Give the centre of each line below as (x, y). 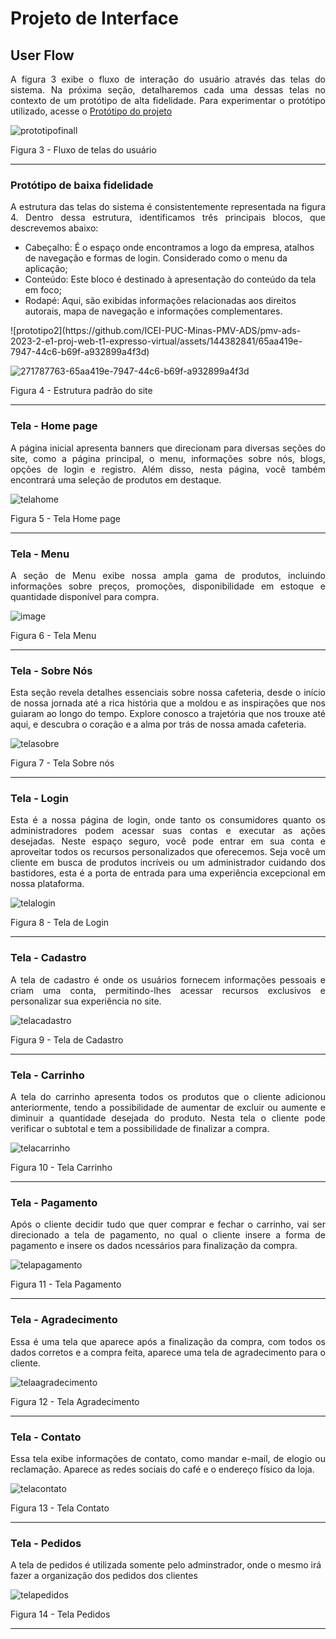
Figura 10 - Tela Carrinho (61, 1168)
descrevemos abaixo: (54, 228)
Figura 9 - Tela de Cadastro (67, 1039)
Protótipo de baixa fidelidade (82, 185)
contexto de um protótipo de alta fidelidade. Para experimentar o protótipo (168, 100)
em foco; (43, 290)
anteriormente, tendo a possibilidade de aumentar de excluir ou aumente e (168, 1108)
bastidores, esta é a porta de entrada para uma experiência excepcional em (168, 873)
